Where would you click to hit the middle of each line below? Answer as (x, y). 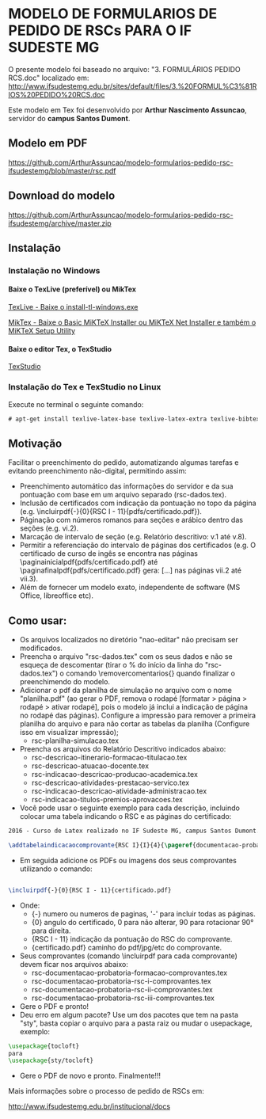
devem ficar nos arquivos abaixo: (74, 964)
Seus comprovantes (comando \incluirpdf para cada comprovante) (128, 956)
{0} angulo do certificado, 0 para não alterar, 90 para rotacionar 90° (142, 922)
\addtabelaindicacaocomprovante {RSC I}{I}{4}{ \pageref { (102, 845)
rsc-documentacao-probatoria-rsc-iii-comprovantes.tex (123, 998)
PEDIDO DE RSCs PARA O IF (100, 30)
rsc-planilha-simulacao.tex (75, 740)
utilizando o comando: (56, 869)
